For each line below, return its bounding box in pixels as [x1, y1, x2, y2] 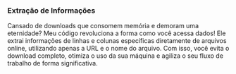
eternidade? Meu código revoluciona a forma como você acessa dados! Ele [7, 29, 226, 37]
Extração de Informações [7, 6, 96, 16]
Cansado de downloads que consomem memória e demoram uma [7, 22, 199, 30]
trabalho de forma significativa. [7, 59, 98, 68]
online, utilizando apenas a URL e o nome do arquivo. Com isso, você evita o [7, 44, 230, 53]
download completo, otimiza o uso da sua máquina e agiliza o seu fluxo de [7, 51, 224, 60]
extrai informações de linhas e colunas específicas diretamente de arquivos [7, 37, 227, 45]
